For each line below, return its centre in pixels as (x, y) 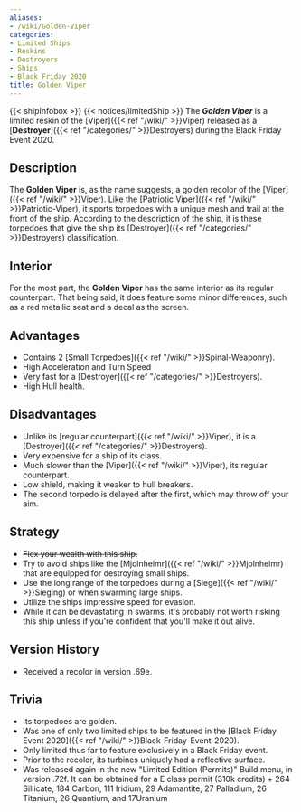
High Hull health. (53, 386)
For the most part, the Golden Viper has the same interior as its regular (141, 288)
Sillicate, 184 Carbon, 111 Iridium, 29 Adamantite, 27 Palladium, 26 (144, 788)
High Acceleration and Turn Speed (87, 367)
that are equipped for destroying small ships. (106, 573)
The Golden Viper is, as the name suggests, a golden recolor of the (135, 190)
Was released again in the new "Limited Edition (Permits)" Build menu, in (157, 770)
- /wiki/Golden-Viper (50, 26)
